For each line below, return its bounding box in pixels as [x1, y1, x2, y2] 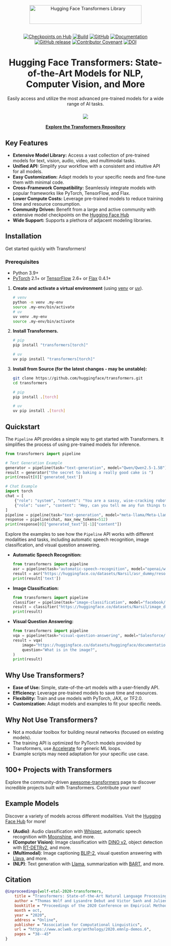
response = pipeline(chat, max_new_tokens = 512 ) [5, 517, 108, 522]
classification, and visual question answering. [5, 542, 101, 548]
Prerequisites [5, 258, 39, 265]
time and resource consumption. [12, 201, 81, 207]
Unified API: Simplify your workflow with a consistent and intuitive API [12, 163, 160, 169]
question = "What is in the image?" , [22, 647, 98, 653]
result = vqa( [12, 638, 43, 643]
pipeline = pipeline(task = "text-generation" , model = [5, 512, 120, 517]
